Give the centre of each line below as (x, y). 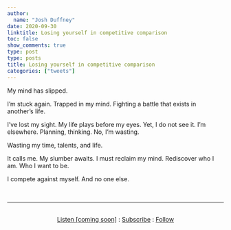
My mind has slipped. (37, 91)
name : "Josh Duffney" (44, 20)
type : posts (24, 58)
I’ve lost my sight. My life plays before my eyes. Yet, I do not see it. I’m (107, 124)
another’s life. (26, 111)
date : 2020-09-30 (32, 26)
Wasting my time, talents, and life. (55, 145)
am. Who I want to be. (38, 165)
